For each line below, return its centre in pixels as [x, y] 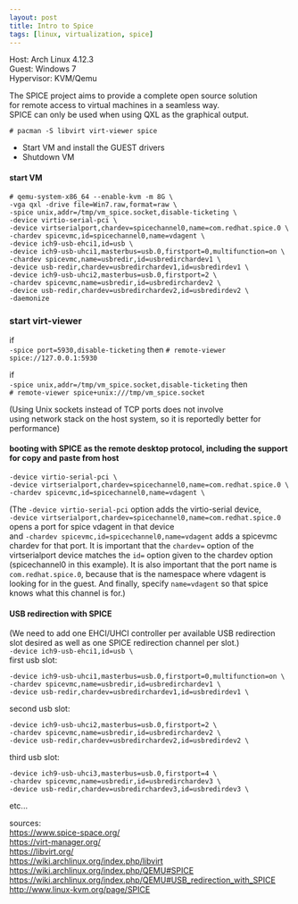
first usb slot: [33, 660]
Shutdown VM [48, 157]
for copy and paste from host [64, 458]
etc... [19, 806]
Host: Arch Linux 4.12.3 [52, 60]
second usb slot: [40, 709]
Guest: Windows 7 [43, 69]
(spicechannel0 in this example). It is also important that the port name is [143, 565]
